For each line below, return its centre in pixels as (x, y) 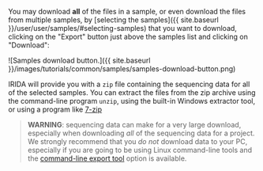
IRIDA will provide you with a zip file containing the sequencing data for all (129, 84)
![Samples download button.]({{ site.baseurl (79, 60)
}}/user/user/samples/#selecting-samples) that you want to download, (122, 28)
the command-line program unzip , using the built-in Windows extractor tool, (132, 101)
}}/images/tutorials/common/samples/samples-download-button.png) (122, 69)
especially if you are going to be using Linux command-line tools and (140, 150)
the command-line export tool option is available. (107, 158)
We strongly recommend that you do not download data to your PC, (137, 141)
